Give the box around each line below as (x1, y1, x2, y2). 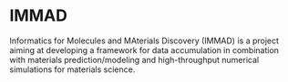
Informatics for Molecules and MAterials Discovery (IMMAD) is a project (9, 35, 280, 46)
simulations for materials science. (9, 64, 136, 75)
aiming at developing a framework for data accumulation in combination (9, 44, 280, 55)
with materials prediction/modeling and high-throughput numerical (9, 54, 260, 65)
